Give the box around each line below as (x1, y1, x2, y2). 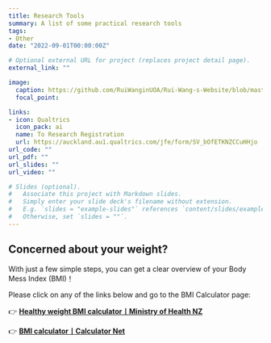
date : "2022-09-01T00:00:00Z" (8, 42, 110, 50)
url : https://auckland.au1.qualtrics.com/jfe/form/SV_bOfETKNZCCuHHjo (15, 138, 258, 146)
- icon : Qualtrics (8, 115, 70, 123)
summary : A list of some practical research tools (8, 19, 182, 27)
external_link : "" (8, 64, 70, 73)
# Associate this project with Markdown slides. (8, 190, 182, 199)
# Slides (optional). (8, 182, 81, 190)
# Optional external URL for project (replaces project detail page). (8, 56, 251, 65)
